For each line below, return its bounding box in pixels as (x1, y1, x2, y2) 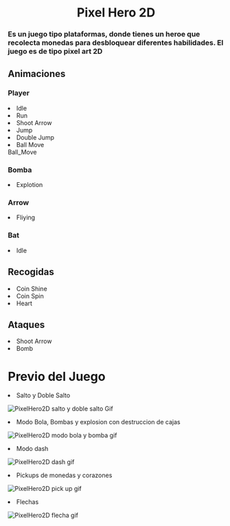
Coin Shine (16, 284, 47, 293)
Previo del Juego (8, 369, 106, 384)
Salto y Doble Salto (16, 391, 71, 399)
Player (8, 88, 30, 98)
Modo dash (16, 445, 49, 453)
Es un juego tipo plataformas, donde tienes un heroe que (8, 30, 200, 39)
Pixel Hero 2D (76, 5, 156, 21)
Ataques (8, 318, 45, 331)
